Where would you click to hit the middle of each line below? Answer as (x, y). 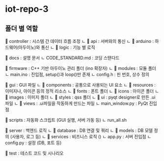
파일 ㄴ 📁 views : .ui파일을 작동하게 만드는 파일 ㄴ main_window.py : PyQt (77, 103)
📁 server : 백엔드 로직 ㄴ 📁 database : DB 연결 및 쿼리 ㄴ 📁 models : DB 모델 (79, 130)
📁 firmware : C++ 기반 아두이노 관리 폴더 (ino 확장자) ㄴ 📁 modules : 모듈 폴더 (81, 68)
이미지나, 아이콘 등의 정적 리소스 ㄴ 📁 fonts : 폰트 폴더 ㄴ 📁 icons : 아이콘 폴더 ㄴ (82, 91)
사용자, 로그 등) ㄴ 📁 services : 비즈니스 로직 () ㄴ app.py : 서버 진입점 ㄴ (82, 137)
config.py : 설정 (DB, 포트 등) (33, 143)
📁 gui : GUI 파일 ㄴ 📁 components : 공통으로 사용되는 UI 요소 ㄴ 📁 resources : (81, 85)
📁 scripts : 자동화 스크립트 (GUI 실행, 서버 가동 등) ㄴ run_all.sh (66, 120)
